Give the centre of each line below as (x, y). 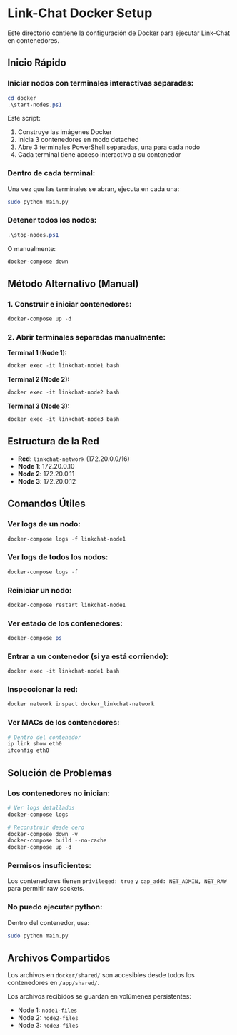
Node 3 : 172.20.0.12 (47, 481)
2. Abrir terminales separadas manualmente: (87, 337)
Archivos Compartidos (59, 958)
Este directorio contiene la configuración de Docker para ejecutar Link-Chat (119, 33)
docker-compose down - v (43, 834)
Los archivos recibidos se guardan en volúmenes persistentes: (99, 996)
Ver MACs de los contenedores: (64, 723)
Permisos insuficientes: (49, 866)
